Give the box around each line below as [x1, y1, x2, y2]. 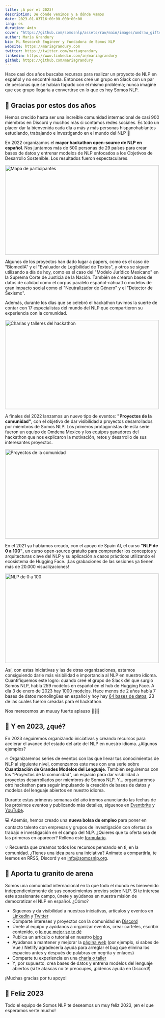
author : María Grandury [5, 35, 54, 40]
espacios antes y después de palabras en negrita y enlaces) [12, 949, 134, 955]
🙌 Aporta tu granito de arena [5, 869, 93, 878]
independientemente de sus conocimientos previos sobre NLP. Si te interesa [5, 888, 160, 894]
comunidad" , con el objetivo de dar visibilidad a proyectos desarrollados [5, 418, 153, 424]
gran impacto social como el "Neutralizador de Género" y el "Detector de [5, 285, 153, 291]
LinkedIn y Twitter [12, 913, 49, 919]
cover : [5, 30, 19, 35]
